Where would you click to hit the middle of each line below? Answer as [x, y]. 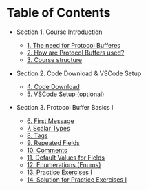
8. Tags [37, 135]
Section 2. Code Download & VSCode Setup [79, 73]
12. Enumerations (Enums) [64, 164]
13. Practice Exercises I [59, 172]
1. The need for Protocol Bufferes [74, 45]
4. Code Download [53, 86]
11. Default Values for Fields [65, 158]
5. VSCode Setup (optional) [65, 94]
